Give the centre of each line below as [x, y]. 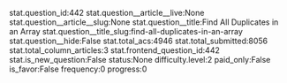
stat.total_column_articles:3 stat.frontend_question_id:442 [115, 50]
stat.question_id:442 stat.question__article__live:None [107, 13]
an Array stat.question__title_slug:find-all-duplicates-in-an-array [126, 31]
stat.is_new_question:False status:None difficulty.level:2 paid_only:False [140, 60]
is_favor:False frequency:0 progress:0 [78, 69]
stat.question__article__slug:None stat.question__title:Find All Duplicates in [144, 22]
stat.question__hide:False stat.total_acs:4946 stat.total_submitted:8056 [139, 41]
